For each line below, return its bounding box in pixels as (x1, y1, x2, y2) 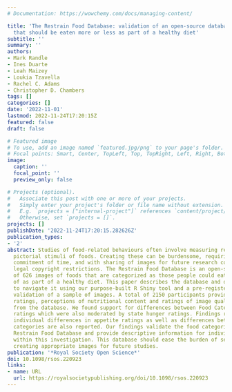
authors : (7, 48, 32, 55)
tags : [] (7, 93, 32, 100)
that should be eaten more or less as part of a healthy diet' (13, 29, 199, 36)
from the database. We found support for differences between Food (13, 304, 212, 311)
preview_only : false (13, 176, 72, 183)
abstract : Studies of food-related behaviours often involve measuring (7, 246, 217, 253)
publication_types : (7, 233, 64, 240)
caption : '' (13, 164, 48, 170)
